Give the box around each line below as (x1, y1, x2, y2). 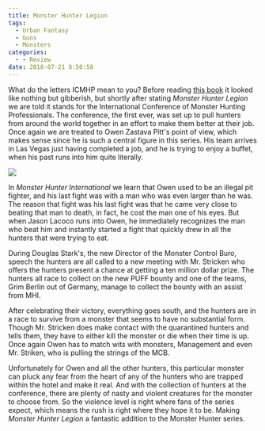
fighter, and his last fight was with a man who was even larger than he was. (8, 191, 253, 200)
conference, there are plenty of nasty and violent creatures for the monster (8, 388, 253, 398)
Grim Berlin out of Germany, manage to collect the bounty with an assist (8, 282, 243, 292)
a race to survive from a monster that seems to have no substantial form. (8, 314, 245, 323)
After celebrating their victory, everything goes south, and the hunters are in (8, 306, 256, 315)
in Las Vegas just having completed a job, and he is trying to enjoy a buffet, (8, 143, 253, 153)
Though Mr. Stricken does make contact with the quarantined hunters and (8, 322, 249, 332)
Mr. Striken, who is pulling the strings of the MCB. (8, 348, 170, 357)
